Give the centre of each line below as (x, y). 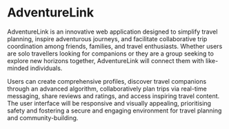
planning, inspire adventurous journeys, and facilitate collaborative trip (107, 38)
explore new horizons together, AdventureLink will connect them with (106, 60)
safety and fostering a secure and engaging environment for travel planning (114, 110)
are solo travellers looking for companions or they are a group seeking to (110, 54)
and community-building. (43, 117)
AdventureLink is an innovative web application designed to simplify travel (112, 32)
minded (18, 68)
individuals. (46, 68)
